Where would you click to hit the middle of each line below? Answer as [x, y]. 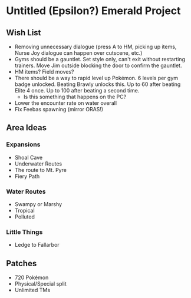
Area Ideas [27, 128]
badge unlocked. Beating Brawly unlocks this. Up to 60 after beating [98, 84]
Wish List [24, 33]
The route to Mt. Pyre [40, 170]
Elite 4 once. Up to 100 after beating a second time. [77, 90]
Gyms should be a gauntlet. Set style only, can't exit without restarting [100, 59]
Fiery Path [27, 176]
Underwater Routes [38, 164]
